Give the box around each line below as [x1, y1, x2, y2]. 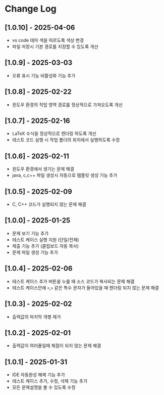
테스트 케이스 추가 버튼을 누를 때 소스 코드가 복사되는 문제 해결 [12, 278, 135, 284]
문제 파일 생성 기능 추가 [12, 249, 59, 255]
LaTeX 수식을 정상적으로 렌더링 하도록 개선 [12, 130, 96, 137]
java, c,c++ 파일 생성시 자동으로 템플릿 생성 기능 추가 [12, 172, 118, 179]
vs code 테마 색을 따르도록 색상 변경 [12, 37, 84, 43]
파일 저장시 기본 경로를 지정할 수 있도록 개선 [12, 43, 99, 50]
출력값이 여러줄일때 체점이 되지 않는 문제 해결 [12, 342, 101, 349]
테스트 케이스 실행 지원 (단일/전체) [12, 236, 79, 243]
